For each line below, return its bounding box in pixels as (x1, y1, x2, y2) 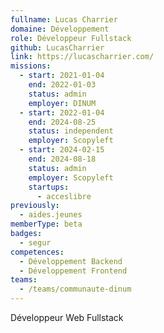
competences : (10, 247, 65, 257)
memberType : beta (10, 219, 83, 230)
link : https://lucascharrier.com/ (10, 52, 155, 62)
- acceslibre (36, 191, 92, 201)
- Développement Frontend (19, 266, 128, 276)
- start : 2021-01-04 (19, 71, 105, 81)
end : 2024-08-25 (28, 117, 97, 127)
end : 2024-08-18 (28, 154, 97, 164)
